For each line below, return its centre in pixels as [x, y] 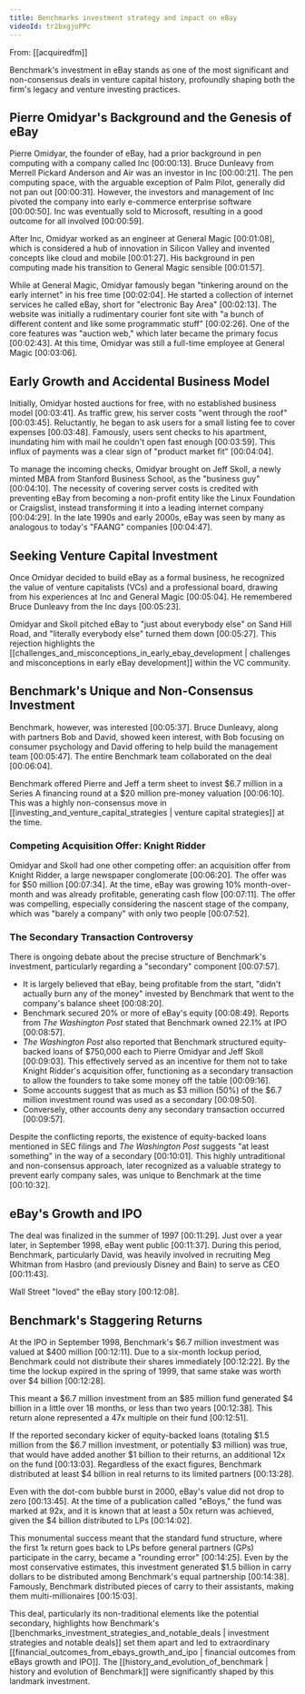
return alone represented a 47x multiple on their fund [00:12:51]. [129, 1417]
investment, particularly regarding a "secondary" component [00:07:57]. [145, 966]
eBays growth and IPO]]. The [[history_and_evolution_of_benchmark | [139, 1661]
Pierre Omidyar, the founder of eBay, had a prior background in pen [135, 154]
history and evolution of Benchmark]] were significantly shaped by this [142, 1671]
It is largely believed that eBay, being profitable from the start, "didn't [152, 984]
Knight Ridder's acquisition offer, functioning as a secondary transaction [157, 1071]
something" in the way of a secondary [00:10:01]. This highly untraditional [148, 1156]
